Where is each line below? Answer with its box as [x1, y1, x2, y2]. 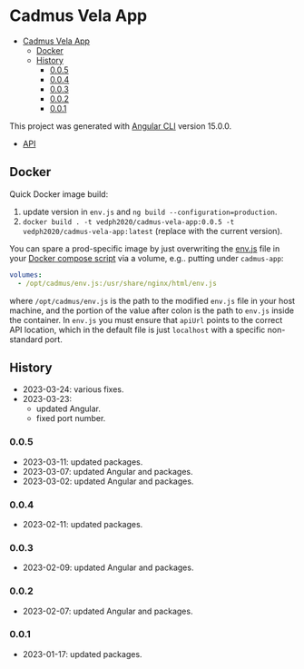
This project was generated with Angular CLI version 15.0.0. [9, 120, 232, 132]
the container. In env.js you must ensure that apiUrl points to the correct [9, 314, 283, 325]
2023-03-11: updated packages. [22, 456, 143, 467]
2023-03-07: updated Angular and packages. [22, 466, 193, 477]
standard [9, 333, 44, 345]
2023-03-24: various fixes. [22, 384, 124, 395]
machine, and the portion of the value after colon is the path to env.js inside [9, 305, 295, 316]
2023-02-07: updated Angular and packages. [22, 605, 193, 616]
